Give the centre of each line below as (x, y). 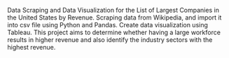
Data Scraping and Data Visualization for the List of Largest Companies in (113, 10)
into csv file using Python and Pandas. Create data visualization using (108, 25)
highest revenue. (32, 47)
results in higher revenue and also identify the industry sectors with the (110, 40)
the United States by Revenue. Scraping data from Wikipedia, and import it (114, 17)
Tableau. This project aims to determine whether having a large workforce (114, 32)
